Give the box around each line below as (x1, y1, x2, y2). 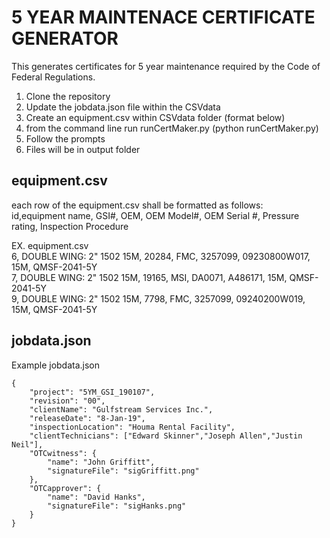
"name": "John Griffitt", (47, 457, 156, 467)
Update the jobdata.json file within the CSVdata (25, 101, 221, 113)
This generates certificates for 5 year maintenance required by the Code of (11, 60, 321, 72)
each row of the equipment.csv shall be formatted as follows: (11, 199, 264, 211)
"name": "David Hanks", (47, 492, 146, 502)
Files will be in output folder (25, 143, 141, 155)
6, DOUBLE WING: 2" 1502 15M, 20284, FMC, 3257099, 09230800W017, (11, 250, 311, 262)
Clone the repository (25, 90, 111, 102)
